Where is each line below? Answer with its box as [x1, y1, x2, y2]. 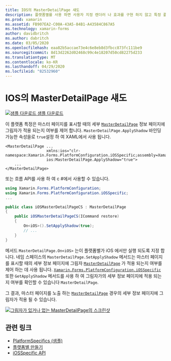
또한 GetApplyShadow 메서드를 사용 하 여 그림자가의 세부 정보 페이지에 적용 [5, 273, 153, 279]
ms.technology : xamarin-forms [5, 26, 70, 32]
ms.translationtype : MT [5, 54, 56, 60]
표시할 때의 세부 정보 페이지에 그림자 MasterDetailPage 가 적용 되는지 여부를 [10, 260, 162, 266]
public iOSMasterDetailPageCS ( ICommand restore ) [14, 214, 120, 219]
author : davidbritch [5, 31, 49, 36]
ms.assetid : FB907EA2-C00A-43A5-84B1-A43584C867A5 [5, 21, 115, 27]
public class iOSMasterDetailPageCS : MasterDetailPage [5, 204, 126, 209]
